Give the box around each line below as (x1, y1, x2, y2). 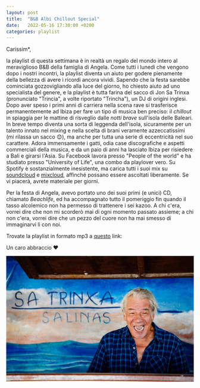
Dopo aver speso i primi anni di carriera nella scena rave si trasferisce (6, 101, 177, 109)
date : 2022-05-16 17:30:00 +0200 (6, 22, 95, 28)
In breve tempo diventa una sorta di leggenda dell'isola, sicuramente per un (6, 121, 192, 128)
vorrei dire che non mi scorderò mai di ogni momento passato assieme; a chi (6, 208, 194, 215)
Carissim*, (6, 45, 32, 53)
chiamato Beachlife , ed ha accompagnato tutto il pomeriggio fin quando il (6, 196, 186, 203)
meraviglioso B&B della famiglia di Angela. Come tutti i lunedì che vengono (6, 63, 189, 71)
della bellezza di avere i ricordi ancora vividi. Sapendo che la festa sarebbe (6, 76, 190, 84)
